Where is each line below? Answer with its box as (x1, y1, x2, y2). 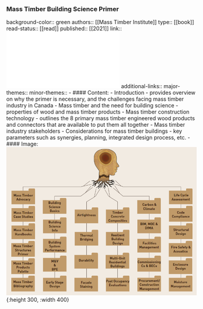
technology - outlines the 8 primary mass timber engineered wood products (6, 115, 195, 122)
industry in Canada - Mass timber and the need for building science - (6, 102, 178, 109)
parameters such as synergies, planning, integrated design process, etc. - (6, 134, 190, 141)
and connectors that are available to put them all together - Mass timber (6, 121, 185, 129)
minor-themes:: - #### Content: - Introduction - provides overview (29, 89, 196, 97)
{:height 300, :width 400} (6, 296, 69, 304)
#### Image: (6, 141, 39, 148)
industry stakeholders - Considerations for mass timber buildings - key (6, 127, 182, 135)
